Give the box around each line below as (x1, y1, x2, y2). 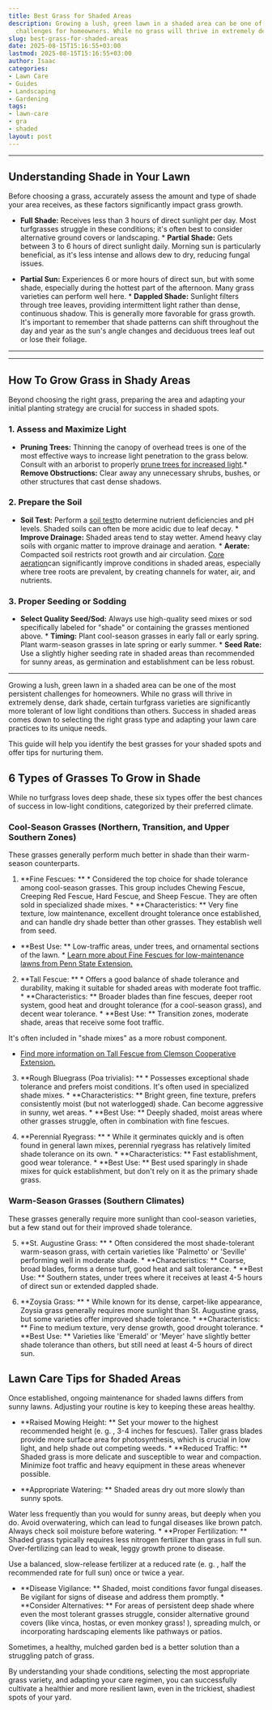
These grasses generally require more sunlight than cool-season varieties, (8, 1213, 257, 1223)
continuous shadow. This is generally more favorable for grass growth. (19, 309, 256, 318)
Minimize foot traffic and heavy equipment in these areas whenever (19, 1461, 246, 1470)
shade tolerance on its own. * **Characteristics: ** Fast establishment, (19, 1149, 258, 1159)
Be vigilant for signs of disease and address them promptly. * (19, 1593, 225, 1602)
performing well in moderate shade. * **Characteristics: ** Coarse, (19, 1255, 246, 1264)
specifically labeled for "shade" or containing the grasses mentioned (19, 623, 249, 633)
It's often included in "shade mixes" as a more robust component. (8, 1034, 227, 1043)
